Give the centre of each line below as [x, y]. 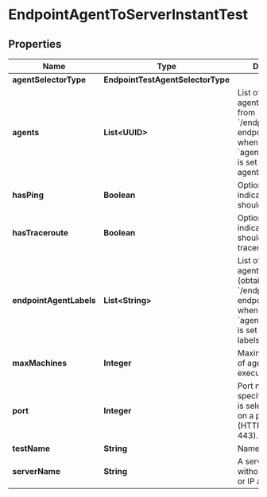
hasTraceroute [41, 233]
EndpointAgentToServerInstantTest [128, 15]
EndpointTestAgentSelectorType [166, 80]
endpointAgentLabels [54, 300]
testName [31, 448]
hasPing [28, 195]
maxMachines [40, 363]
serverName [37, 471]
